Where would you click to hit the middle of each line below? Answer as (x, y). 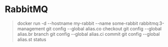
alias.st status (32, 39)
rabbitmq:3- (152, 23)
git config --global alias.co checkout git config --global (104, 28)
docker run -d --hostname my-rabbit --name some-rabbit (78, 23)
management (31, 28)
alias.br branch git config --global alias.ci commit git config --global (88, 34)
